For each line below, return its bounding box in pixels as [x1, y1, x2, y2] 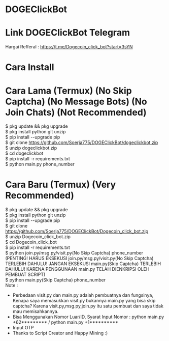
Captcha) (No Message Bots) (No [5, 96, 147, 107]
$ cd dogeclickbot [5, 150, 44, 156]
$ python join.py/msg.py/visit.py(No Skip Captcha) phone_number [5, 250, 144, 256]
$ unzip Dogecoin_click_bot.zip [5, 234, 71, 240]
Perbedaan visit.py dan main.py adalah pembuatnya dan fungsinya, [12, 292, 154, 298]
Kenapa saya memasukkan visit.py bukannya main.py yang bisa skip [12, 298, 156, 304]
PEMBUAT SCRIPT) [5, 271, 46, 278]
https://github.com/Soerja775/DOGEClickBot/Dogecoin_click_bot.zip [5, 228, 149, 235]
